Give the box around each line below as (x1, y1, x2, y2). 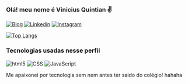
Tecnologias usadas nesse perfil (6, 46, 100, 54)
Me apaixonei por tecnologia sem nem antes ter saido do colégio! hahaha (6, 72, 183, 79)
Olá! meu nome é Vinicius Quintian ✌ (6, 5, 113, 13)
